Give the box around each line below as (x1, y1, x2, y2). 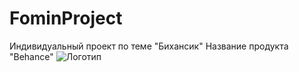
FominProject (9, 7, 123, 30)
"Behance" (9, 50, 54, 62)
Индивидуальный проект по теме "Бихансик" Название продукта (9, 40, 289, 52)
